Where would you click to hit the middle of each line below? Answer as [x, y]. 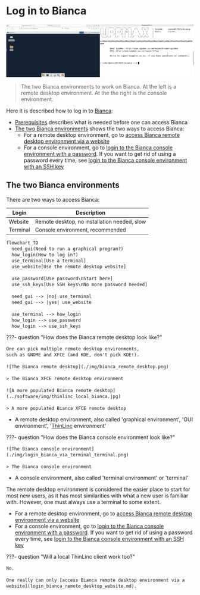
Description [90, 213]
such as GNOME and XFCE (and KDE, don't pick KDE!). [73, 355]
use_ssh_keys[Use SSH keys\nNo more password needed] [79, 285]
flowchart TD [22, 243]
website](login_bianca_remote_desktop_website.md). [71, 586]
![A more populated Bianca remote [49, 391]
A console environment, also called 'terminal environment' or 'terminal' [101, 478]
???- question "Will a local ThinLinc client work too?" [71, 557]
